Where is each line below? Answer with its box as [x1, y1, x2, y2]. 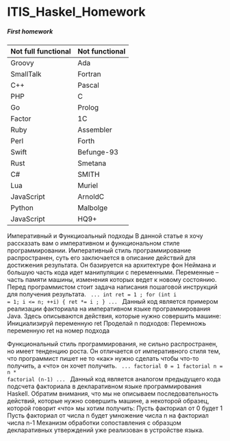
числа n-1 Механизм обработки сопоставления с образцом [7, 419, 181, 427]
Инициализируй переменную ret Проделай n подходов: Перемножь [7, 320, 207, 328]
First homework [7, 27, 53, 35]
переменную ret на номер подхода [7, 326, 110, 335]
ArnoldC [77, 192, 105, 202]
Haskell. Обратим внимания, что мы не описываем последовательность [7, 390, 219, 398]
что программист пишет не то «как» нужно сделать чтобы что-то [7, 355, 199, 363]
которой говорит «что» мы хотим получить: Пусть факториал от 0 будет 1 [7, 404, 223, 412]
